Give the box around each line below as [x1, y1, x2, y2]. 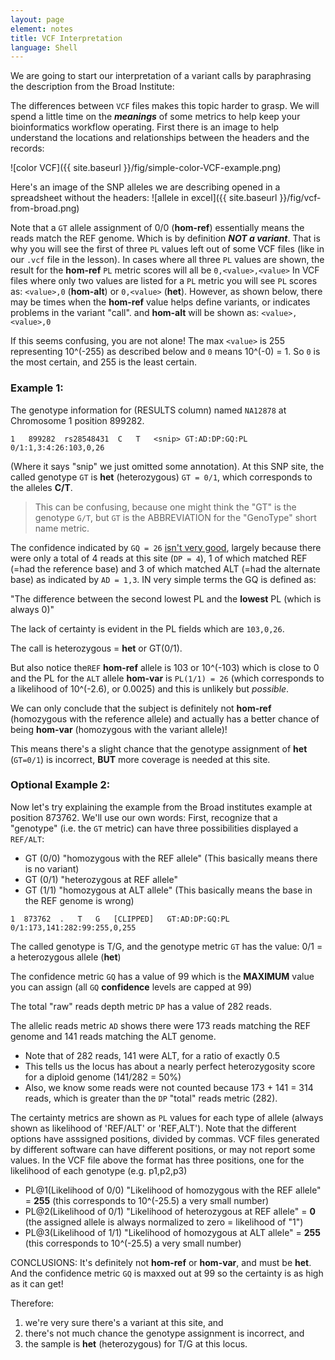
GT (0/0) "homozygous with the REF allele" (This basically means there [24, 852, 318, 864]
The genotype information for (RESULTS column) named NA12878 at [10, 404, 287, 416]
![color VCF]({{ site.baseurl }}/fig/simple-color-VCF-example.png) [10, 162, 282, 174]
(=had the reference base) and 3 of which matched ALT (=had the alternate [10, 562, 321, 575]
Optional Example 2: [10, 778, 111, 792]
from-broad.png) [10, 202, 80, 215]
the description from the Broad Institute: [10, 81, 175, 93]
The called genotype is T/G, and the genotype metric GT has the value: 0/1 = [10, 940, 323, 952]
